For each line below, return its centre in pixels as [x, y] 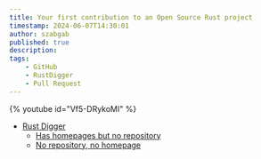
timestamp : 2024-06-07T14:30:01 [69, 26]
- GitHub [41, 68]
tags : [19, 59]
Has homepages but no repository [98, 135]
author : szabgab [39, 34]
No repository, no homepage [88, 145]
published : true [39, 42]
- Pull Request [53, 83]
